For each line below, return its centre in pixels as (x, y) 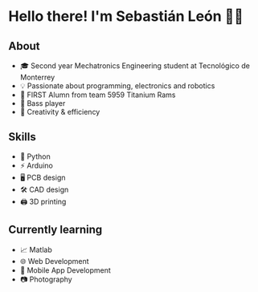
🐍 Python (35, 156)
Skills (22, 137)
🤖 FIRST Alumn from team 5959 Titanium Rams (98, 95)
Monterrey (37, 77)
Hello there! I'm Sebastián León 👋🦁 (126, 16)
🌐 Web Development (55, 261)
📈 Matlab (36, 249)
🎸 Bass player (43, 103)
